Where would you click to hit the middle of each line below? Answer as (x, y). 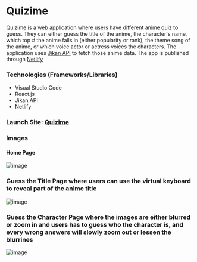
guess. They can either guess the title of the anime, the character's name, (97, 33)
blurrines (20, 239)
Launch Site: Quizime (38, 122)
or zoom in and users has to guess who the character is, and (95, 224)
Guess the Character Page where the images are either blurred (98, 217)
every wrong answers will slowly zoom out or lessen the (89, 232)
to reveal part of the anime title (51, 189)
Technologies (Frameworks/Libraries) (62, 75)
